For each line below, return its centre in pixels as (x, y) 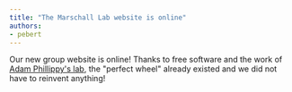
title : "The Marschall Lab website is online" (98, 17)
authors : (26, 26)
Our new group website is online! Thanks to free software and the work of (146, 60)
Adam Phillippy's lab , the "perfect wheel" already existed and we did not (143, 69)
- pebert (26, 34)
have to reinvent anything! (58, 79)
